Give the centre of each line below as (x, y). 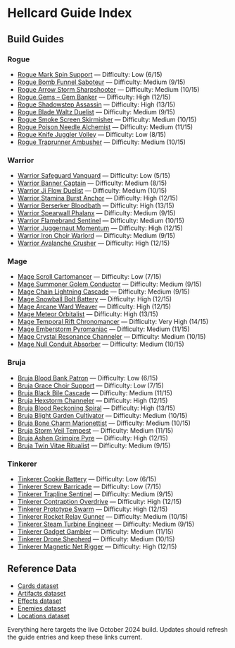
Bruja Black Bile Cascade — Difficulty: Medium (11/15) (95, 392)
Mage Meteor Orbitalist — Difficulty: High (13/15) (88, 314)
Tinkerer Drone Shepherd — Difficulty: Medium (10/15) (96, 539)
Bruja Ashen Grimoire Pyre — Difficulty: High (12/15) (93, 438)
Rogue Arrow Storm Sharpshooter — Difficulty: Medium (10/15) (108, 89)
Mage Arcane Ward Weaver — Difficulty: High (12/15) (94, 307)
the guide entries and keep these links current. (75, 637)
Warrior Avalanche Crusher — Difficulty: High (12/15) (94, 243)
